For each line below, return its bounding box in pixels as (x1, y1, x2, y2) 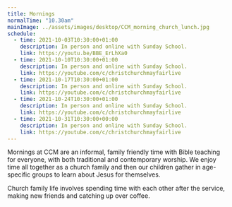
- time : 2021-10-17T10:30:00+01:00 (13, 76, 118, 83)
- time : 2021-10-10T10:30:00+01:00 (13, 57, 118, 64)
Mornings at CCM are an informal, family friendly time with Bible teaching (7, 148, 221, 156)
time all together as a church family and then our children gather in (7, 163, 201, 172)
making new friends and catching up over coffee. (7, 191, 150, 200)
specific (7, 170, 31, 179)
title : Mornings (7, 10, 55, 18)
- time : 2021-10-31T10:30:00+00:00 (13, 115, 118, 122)
